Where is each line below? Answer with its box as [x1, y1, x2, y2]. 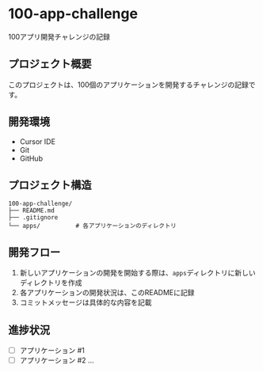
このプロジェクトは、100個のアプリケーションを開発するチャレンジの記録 [8, 80, 249, 89]
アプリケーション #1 [19, 346, 85, 355]
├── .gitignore [8, 214, 59, 222]
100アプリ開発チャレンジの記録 [8, 32, 111, 41]
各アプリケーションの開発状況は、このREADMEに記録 [19, 288, 195, 298]
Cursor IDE [19, 136, 55, 146]
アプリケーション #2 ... [19, 355, 94, 365]
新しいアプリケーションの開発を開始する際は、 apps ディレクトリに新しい [19, 268, 256, 278]
